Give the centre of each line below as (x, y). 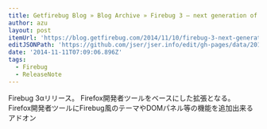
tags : (17, 60)
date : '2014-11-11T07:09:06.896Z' (66, 52)
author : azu (28, 23)
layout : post (30, 30)
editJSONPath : (32, 45)
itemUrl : (23, 38)
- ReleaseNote (39, 74)
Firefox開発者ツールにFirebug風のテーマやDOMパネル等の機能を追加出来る (131, 108)
